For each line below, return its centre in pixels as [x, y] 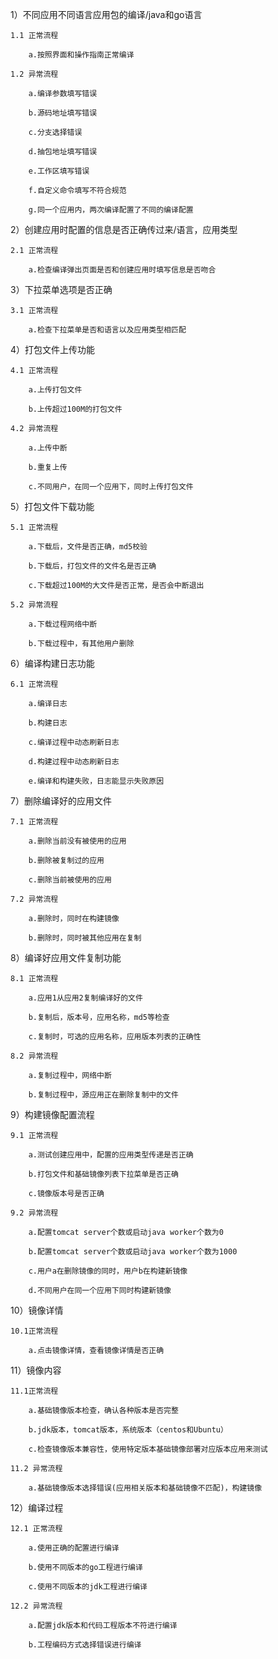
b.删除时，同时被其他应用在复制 [85, 938]
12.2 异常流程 [36, 1606]
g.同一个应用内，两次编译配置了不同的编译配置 [111, 210]
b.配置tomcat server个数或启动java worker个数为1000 [133, 1252]
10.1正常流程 [34, 1331]
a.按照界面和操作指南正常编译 [81, 55]
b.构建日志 [48, 723]
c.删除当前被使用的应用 [70, 880]
